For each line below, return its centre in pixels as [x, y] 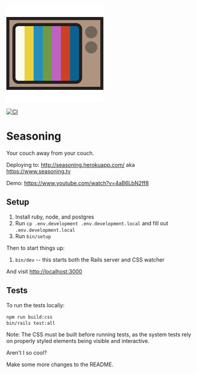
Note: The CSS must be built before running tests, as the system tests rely [99, 334]
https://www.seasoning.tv [38, 171]
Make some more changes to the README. [60, 364]
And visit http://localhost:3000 [45, 271]
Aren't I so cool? [27, 352]
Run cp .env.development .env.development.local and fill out [92, 223]
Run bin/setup [33, 236]
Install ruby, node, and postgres [55, 217]
